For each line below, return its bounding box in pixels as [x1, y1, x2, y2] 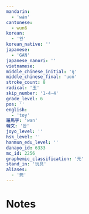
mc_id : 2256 [6, 150, 35, 156]
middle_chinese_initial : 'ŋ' [6, 69, 77, 74]
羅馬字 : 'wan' [6, 118, 38, 124]
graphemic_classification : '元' [6, 156, 84, 162]
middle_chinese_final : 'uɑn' [6, 74, 77, 80]
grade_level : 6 [6, 96, 43, 101]
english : [6, 107, 28, 113]
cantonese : [6, 19, 33, 25]
